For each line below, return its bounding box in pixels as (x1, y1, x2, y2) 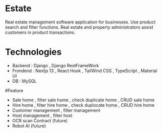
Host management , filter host (12, 113, 72, 118)
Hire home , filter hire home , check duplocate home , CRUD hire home (12, 102, 155, 108)
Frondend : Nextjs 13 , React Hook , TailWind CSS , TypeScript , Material (12, 68, 158, 74)
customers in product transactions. (5, 29, 76, 35)
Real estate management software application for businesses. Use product (5, 19, 156, 25)
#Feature (5, 87, 23, 93)
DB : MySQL (12, 78, 37, 84)
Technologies (5, 47, 62, 57)
